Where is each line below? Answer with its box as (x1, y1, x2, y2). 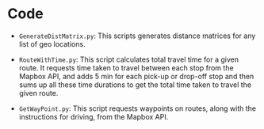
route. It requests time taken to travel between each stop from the (18, 63, 235, 72)
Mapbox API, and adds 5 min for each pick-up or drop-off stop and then (18, 71, 254, 81)
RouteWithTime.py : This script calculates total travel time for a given (18, 55, 239, 64)
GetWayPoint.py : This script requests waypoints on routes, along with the (18, 104, 257, 113)
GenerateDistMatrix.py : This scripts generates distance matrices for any (18, 31, 256, 40)
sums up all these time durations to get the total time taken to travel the (18, 80, 251, 89)
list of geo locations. (18, 39, 86, 48)
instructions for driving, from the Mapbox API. (18, 112, 169, 121)
